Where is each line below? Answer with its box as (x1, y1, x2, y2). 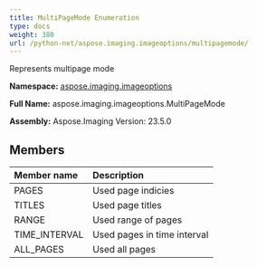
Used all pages (91, 243, 157, 256)
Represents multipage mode (9, 63, 115, 74)
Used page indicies (91, 185, 175, 197)
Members (9, 142, 65, 157)
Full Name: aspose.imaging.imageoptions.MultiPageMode (9, 99, 226, 110)
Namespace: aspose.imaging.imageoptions (9, 81, 173, 91)
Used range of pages (91, 214, 183, 226)
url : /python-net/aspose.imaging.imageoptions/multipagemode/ (9, 38, 249, 48)
